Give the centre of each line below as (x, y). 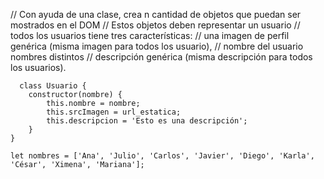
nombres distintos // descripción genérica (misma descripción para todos (161, 57)
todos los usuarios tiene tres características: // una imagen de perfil (150, 35)
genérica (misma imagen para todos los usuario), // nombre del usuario (157, 46)
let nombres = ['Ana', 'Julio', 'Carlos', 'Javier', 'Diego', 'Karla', (162, 156)
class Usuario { (53, 86)
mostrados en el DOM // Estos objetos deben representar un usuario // (155, 25)
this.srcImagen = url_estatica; (114, 112)
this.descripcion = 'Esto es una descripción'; (147, 121)
